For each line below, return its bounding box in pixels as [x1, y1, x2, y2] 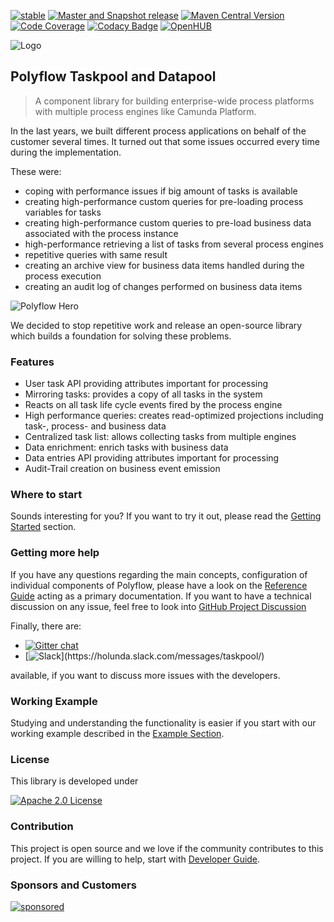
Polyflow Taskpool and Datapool [10, 68, 217, 85]
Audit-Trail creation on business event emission [24, 463, 221, 475]
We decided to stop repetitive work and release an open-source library [10, 319, 303, 331]
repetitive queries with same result [24, 248, 168, 260]
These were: [10, 165, 62, 177]
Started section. [10, 521, 77, 533]
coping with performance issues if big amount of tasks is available [24, 185, 298, 197]
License [10, 752, 50, 766]
